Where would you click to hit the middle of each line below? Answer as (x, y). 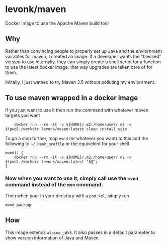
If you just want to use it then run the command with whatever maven (77, 110)
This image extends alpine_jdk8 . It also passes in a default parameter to (80, 232)
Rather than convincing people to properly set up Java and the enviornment (84, 51)
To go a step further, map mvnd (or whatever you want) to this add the (77, 138)
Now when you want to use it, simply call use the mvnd (72, 178)
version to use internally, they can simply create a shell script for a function (83, 62)
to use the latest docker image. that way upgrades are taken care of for (79, 67)
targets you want (23, 115)
